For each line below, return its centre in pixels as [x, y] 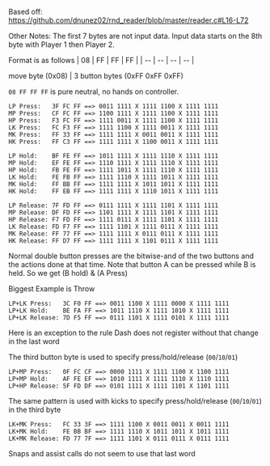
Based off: [25, 12]
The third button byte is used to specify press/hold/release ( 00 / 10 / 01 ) [123, 357]
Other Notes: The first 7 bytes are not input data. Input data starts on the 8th [135, 36]
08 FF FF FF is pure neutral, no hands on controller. [94, 91]
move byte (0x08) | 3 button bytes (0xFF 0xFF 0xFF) [96, 76]
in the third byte [35, 409]
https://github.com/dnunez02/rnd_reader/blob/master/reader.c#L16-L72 [129, 20]
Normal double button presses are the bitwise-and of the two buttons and [131, 256]
